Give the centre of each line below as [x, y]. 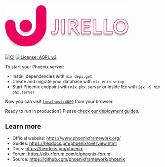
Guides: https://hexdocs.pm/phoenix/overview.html [64, 143]
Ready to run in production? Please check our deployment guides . [72, 111]
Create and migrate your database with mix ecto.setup [68, 81]
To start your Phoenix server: [35, 67]
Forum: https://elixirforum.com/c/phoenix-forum [61, 154]
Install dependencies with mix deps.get [52, 76]
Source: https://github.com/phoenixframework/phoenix [68, 159]
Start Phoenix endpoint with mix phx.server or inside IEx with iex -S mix [86, 87]
